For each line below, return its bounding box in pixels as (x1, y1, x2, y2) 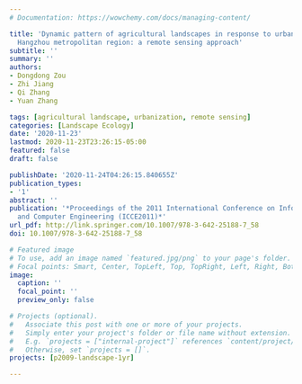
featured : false (9, 146, 70, 156)
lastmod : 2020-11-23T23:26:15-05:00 (9, 138, 147, 147)
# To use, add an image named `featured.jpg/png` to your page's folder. (9, 254, 292, 263)
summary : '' (9, 55, 54, 64)
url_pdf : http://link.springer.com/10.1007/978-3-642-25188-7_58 (9, 221, 259, 230)
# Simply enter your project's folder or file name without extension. (9, 328, 292, 337)
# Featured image (9, 245, 75, 255)
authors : (9, 63, 42, 72)
